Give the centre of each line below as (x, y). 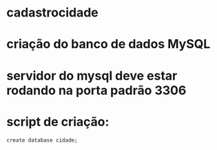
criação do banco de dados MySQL (108, 44)
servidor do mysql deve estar (92, 75)
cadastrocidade (53, 13)
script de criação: (58, 121)
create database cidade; (42, 140)
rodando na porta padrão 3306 (96, 90)
